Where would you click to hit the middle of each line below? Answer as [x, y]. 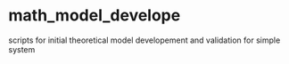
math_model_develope [95, 16]
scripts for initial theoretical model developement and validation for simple [144, 40]
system [22, 49]
